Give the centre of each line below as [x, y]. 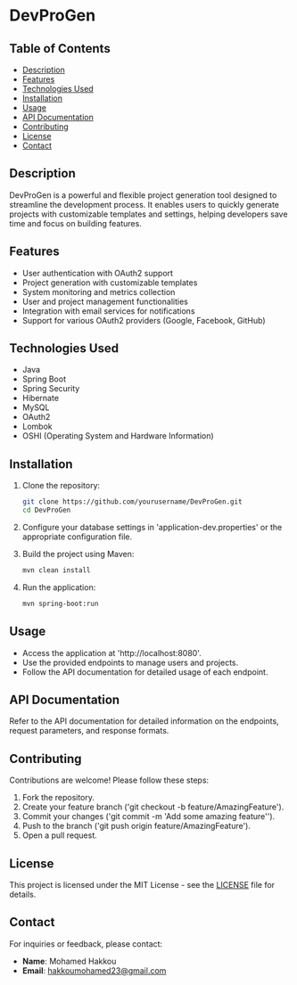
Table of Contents [60, 49]
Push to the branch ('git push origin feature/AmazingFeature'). [136, 826]
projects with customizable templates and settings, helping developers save [148, 214]
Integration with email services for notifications [108, 311]
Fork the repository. [58, 798]
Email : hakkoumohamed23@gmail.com [94, 970]
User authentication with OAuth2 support [98, 273]
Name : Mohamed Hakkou [69, 961]
